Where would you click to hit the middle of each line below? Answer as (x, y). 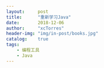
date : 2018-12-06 (35, 22)
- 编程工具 (28, 50)
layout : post (27, 12)
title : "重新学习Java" (39, 17)
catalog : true (27, 39)
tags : (13, 45)
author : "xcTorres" (35, 28)
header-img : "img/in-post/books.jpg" (52, 34)
